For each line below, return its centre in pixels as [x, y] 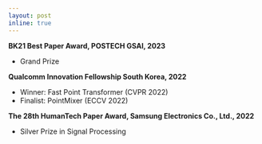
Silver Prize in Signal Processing [73, 131]
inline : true [30, 23]
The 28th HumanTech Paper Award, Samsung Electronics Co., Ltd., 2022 [131, 115]
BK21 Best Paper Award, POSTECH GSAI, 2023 [87, 45]
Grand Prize [40, 61]
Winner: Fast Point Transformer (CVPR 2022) [94, 91]
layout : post [30, 16]
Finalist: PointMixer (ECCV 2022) [74, 100]
